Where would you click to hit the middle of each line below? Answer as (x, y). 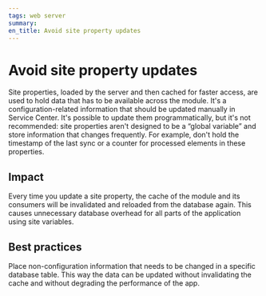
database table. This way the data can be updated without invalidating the (130, 274)
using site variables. (41, 222)
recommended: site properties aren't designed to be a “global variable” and (132, 126)
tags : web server (37, 16)
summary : (23, 23)
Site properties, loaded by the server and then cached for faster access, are (133, 92)
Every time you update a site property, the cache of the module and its (124, 196)
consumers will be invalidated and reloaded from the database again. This (130, 205)
